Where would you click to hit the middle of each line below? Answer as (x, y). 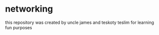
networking (29, 9)
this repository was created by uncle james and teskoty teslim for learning (79, 22)
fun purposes (19, 27)
